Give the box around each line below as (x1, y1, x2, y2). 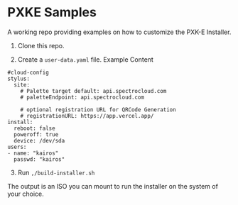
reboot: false (13, 125, 55, 132)
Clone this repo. (17, 41, 65, 50)
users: (7, 143, 27, 150)
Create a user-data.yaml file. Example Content (17, 55, 154, 64)
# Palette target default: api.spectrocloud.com (20, 87, 167, 94)
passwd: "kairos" (13, 155, 65, 163)
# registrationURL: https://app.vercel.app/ (20, 112, 154, 119)
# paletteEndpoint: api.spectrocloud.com (20, 94, 144, 101)
